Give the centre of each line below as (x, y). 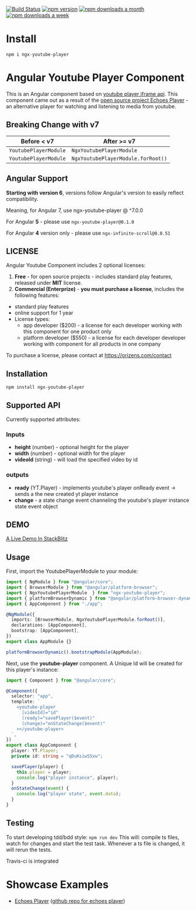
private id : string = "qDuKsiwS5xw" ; (57, 756)
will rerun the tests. (29, 850)
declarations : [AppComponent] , (49, 625)
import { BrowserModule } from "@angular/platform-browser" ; (82, 588)
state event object (36, 506)
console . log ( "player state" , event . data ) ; (69, 794)
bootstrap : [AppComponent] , (45, 631)
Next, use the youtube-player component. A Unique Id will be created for (94, 663)
